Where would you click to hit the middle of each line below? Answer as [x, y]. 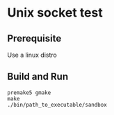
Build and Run [38, 77]
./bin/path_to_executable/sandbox [57, 105]
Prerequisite [34, 38]
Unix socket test [55, 13]
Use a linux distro [32, 55]
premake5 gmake [29, 92]
